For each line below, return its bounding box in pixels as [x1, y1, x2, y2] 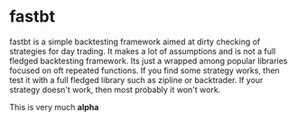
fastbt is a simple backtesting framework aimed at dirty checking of [9, 36, 261, 47]
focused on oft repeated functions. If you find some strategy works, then [9, 65, 280, 76]
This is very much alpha [9, 101, 99, 112]
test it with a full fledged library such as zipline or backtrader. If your [9, 74, 264, 85]
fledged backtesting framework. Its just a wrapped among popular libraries [9, 55, 288, 66]
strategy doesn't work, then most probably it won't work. [9, 84, 221, 95]
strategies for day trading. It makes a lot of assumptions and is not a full [9, 45, 276, 56]
